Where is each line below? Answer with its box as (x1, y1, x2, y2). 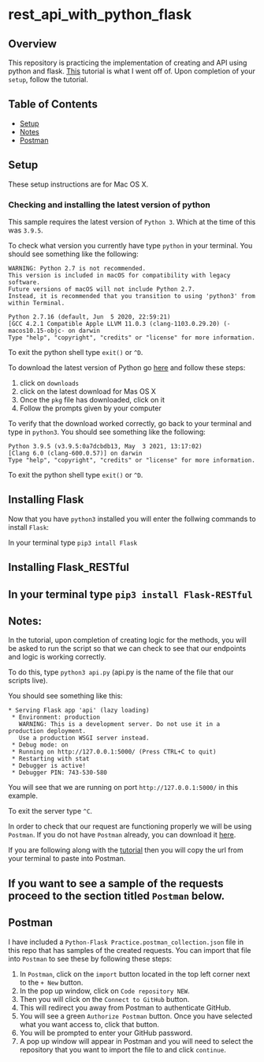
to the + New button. (19, 977, 84, 987)
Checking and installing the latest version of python (8, 199, 210, 210)
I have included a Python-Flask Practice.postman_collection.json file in (8, 937, 244, 947)
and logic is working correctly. (8, 652, 106, 662)
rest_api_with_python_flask (8, 6, 191, 24)
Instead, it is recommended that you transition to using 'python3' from (8, 292, 256, 300)
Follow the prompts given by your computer (19, 403, 162, 413)
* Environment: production (11, 713, 101, 721)
